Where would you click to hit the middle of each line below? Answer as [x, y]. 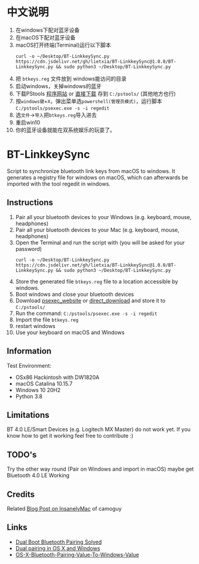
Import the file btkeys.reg [47, 319]
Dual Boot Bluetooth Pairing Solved [59, 542]
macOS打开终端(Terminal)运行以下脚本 [63, 45]
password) [29, 248]
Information [29, 351]
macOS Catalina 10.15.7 [44, 383]
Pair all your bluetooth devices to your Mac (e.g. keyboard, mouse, [97, 230]
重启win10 [28, 122]
